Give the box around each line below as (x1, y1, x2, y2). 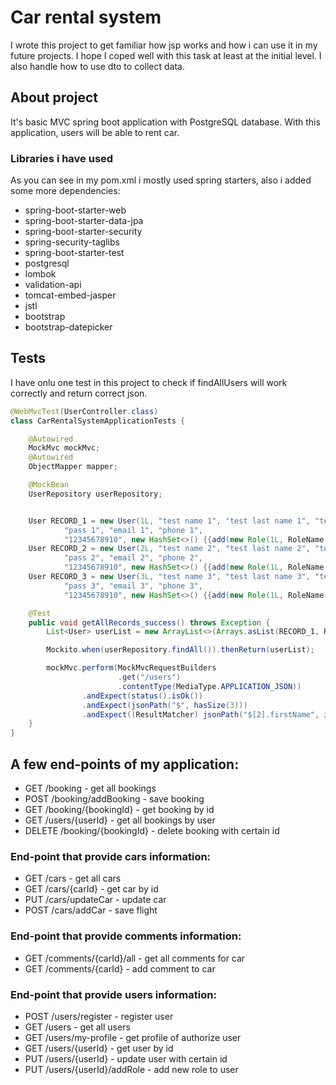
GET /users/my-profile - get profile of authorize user (24, 1031, 242, 1043)
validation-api (24, 279, 82, 291)
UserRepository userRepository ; (28, 489, 163, 499)
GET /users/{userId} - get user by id (24, 1042, 174, 1054)
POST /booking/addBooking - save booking (24, 793, 205, 805)
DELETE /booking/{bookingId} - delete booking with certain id (24, 825, 280, 837)
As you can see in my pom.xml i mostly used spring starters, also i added (10, 174, 312, 186)
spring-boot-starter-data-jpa (24, 215, 144, 227)
